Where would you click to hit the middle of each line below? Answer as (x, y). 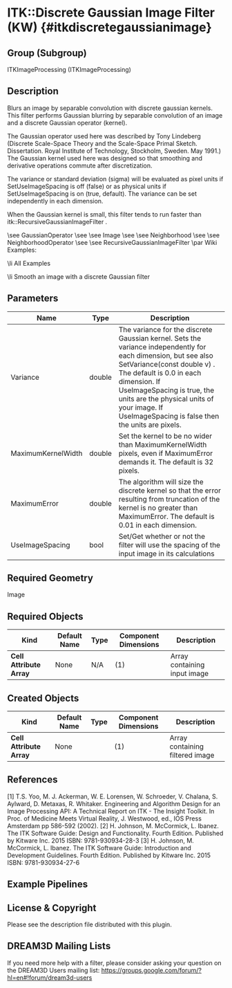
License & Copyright (52, 908)
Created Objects (43, 698)
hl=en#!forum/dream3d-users (50, 978)
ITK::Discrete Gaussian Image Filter (111, 13)
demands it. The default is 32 (166, 461)
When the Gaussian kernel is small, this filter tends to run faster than (104, 214)
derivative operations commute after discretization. (80, 165)
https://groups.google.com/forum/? (152, 970)
